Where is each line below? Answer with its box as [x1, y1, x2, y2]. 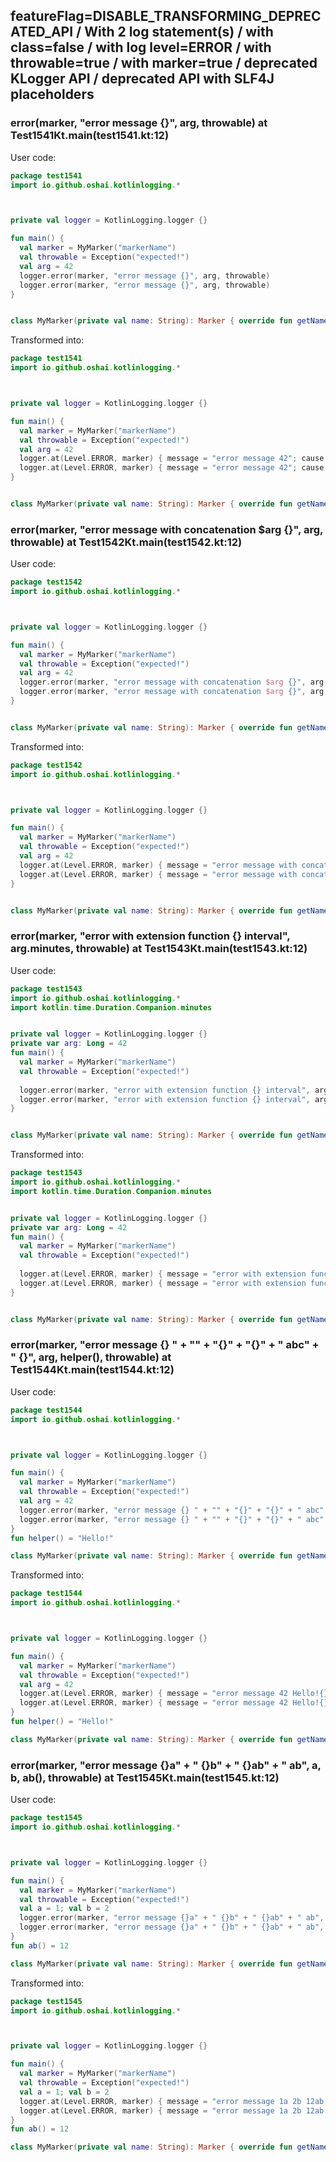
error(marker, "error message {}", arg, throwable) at [10, 116, 268, 130]
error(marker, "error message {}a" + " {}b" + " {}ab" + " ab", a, [10, 1758, 322, 1772]
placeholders [10, 86, 95, 103]
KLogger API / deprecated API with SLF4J [10, 70, 275, 88]
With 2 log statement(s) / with [84, 24, 274, 41]
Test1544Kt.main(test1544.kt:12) [10, 1363, 175, 1377]
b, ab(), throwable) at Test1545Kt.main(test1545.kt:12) [10, 1770, 280, 1784]
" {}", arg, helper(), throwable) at [10, 1350, 172, 1364]
